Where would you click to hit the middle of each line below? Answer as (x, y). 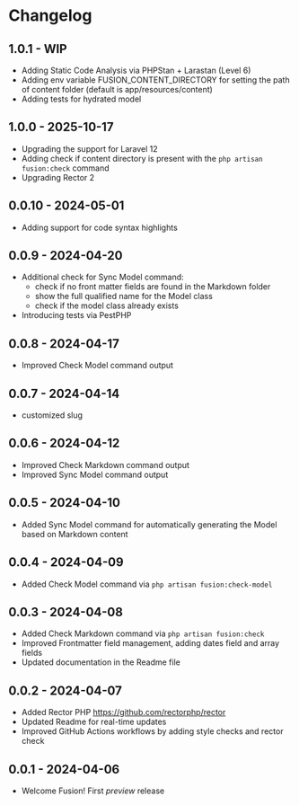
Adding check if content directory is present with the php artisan (142, 158)
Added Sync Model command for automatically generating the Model (149, 524)
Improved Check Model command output (97, 366)
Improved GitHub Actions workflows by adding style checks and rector (152, 731)
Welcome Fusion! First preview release (93, 791)
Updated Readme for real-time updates (94, 722)
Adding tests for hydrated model (81, 99)
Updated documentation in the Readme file (101, 662)
